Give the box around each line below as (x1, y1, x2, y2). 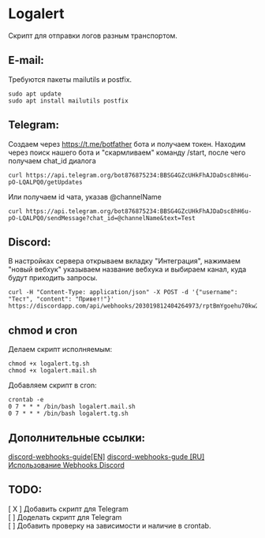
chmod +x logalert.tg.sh (8, 360, 90, 368)
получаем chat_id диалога (8, 155, 96, 166)
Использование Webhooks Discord (8, 461, 125, 469)
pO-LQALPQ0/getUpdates (8, 178, 83, 186)
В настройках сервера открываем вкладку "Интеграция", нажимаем (8, 256, 241, 266)
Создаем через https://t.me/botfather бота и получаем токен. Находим (8, 139, 246, 148)
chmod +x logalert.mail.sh (8, 367, 97, 375)
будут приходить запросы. (8, 273, 98, 282)
